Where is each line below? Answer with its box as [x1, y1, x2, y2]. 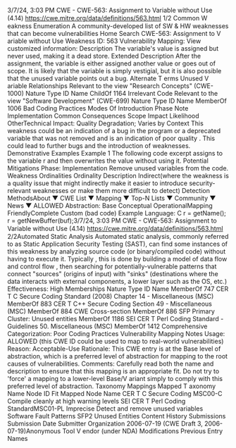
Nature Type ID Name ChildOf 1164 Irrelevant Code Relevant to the [25, 89, 218, 97]
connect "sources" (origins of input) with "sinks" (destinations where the [7, 270, 218, 278]
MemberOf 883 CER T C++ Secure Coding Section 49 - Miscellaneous [7, 299, 213, 308]
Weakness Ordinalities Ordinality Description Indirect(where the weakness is [7, 172, 229, 180]
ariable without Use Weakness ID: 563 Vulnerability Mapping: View [7, 37, 201, 45]
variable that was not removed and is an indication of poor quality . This [7, 134, 216, 142]
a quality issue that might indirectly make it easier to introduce [7, 179, 188, 187]
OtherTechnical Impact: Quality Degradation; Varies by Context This [7, 119, 204, 127]
